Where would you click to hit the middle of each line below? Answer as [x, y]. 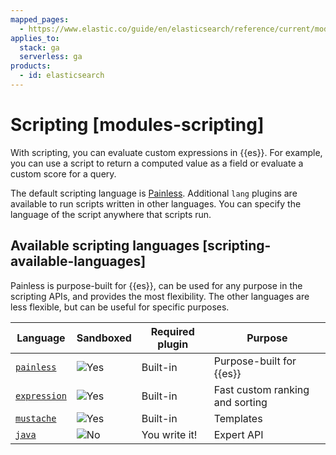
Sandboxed [104, 338]
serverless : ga [51, 57]
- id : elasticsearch [62, 76]
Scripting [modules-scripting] [137, 125]
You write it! [169, 434]
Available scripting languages [105, 246]
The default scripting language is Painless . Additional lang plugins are [154, 193]
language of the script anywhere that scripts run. [111, 214]
